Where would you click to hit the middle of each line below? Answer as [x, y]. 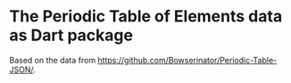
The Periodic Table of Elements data [146, 17]
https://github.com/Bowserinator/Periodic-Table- [187, 60]
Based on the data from [53, 60]
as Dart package [71, 35]
